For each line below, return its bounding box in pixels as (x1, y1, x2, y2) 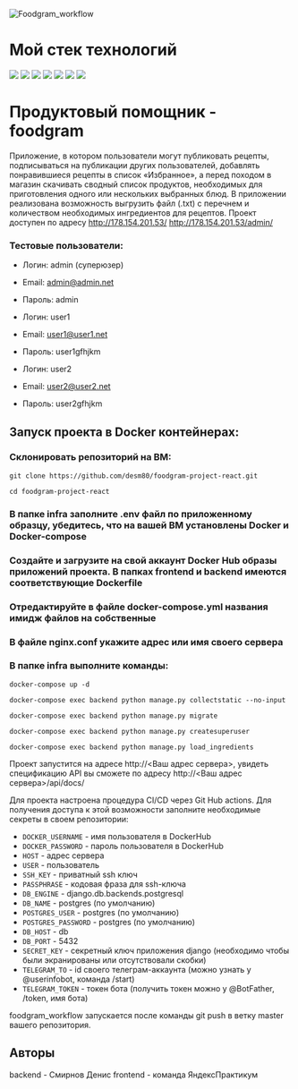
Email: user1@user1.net (21, 329, 108, 340)
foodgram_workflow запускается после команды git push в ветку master (9, 1009, 284, 1020)
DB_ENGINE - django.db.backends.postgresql (21, 888, 184, 898)
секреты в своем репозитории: (9, 813, 129, 824)
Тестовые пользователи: (9, 239, 123, 251)
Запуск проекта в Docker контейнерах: (9, 424, 240, 439)
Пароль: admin (21, 294, 79, 305)
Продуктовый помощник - (9, 102, 217, 123)
